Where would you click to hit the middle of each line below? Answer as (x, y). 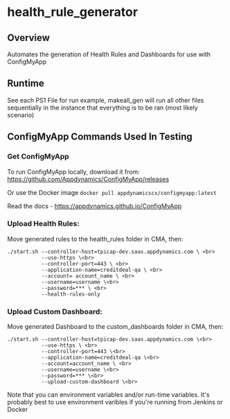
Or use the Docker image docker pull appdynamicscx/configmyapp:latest (112, 192)
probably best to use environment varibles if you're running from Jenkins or (115, 402)
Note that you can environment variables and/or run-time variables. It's (108, 395)
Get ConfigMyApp (38, 157)
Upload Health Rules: (43, 224)
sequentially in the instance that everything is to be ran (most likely (103, 108)
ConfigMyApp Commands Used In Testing (100, 137)
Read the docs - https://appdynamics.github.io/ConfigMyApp (95, 206)
